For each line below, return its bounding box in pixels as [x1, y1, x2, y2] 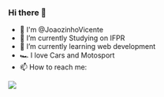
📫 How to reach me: [19, 62, 88, 72]
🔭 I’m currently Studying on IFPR [19, 33, 125, 43]
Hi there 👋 [8, 7, 47, 18]
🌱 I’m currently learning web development [19, 42, 156, 51]
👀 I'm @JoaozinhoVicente [19, 25, 104, 35]
